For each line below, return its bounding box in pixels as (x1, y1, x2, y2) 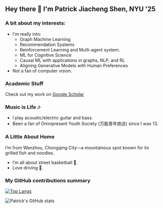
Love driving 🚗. (12, 165, 44, 170)
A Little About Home (5, 133, 55, 140)
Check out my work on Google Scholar (5, 91, 84, 97)
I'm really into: (12, 31, 42, 37)
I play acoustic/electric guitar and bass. (12, 115, 93, 121)
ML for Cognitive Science (19, 52, 72, 58)
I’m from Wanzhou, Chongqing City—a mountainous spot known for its (5, 144, 150, 151)
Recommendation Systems (19, 42, 75, 47)
